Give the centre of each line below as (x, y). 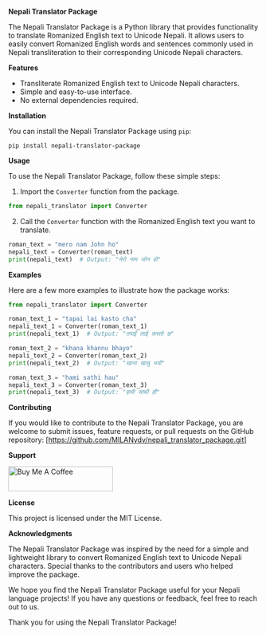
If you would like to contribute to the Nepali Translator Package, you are (126, 423)
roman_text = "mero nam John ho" (64, 244)
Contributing (30, 408)
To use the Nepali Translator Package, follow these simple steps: (114, 176)
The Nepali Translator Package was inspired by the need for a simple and (129, 549)
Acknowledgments (41, 534)
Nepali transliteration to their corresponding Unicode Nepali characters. (126, 52)
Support (22, 456)
